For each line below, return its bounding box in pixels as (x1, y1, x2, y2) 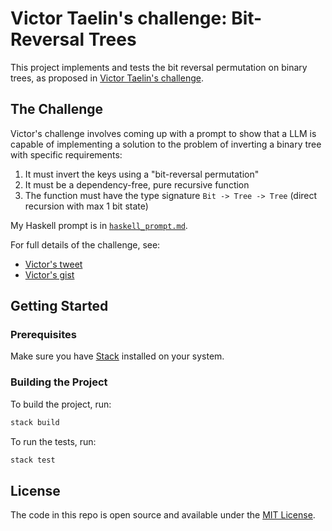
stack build (10, 417, 60, 427)
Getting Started (10, 298, 109, 315)
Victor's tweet (24, 258, 83, 270)
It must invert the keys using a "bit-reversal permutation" (24, 168, 260, 180)
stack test (10, 455, 56, 465)
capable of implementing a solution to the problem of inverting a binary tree (10, 138, 322, 150)
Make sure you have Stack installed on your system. (10, 350, 225, 362)
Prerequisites (10, 328, 77, 342)
